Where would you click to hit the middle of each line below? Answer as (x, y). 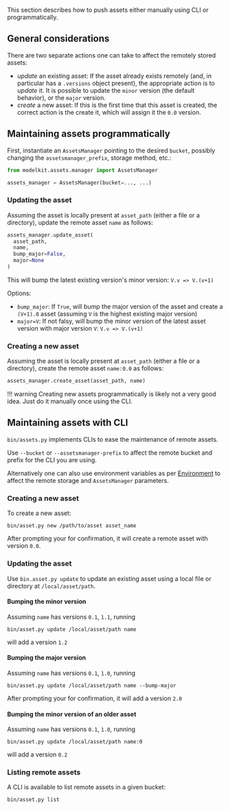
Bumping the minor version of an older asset (72, 714)
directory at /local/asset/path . (51, 586)
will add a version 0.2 (37, 754)
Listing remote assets (44, 772)
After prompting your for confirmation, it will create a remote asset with (107, 538)
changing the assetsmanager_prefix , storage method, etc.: (89, 158)
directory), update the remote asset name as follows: (80, 222)
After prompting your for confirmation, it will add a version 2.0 (95, 698)
